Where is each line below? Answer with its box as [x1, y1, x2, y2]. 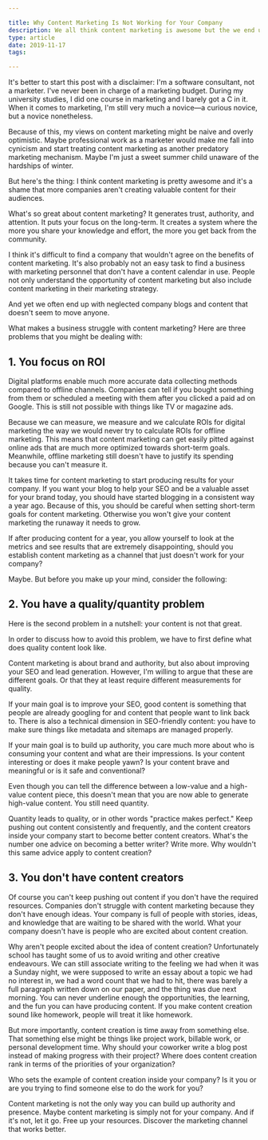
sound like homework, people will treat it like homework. [8, 1010, 193, 1019]
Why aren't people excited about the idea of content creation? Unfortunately [8, 942, 259, 951]
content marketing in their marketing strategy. [8, 284, 159, 294]
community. [8, 234, 47, 244]
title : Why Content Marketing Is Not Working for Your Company [8, 18, 223, 26]
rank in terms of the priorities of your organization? [8, 1059, 175, 1069]
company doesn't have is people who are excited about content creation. [8, 926, 249, 936]
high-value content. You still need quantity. [8, 798, 149, 808]
